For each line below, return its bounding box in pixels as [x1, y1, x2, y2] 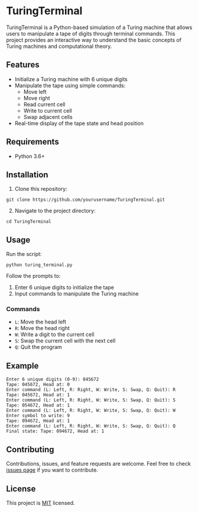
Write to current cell [23, 107, 72, 114]
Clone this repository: [14, 185, 67, 193]
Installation [6, 169, 48, 180]
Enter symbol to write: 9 [6, 413, 70, 419]
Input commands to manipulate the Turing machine [14, 290, 139, 297]
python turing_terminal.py [6, 262, 73, 268]
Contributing [6, 444, 54, 455]
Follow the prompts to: [6, 273, 61, 280]
